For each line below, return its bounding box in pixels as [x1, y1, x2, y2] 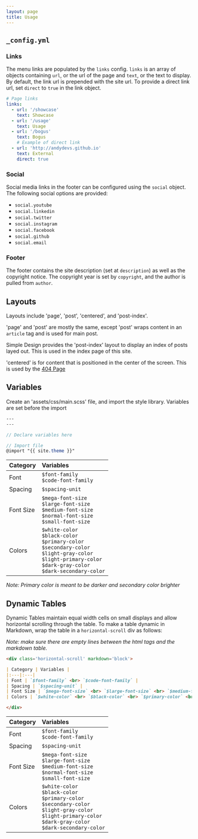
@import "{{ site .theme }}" [6, 448, 75, 454]
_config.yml [6, 36, 50, 44]
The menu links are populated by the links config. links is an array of [6, 65, 176, 73]
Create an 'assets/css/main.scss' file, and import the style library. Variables [6, 398, 190, 405]
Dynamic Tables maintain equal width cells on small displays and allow [6, 614, 177, 621]
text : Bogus [16, 134, 46, 140]
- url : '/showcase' [11, 107, 60, 113]
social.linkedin [14, 208, 55, 214]
